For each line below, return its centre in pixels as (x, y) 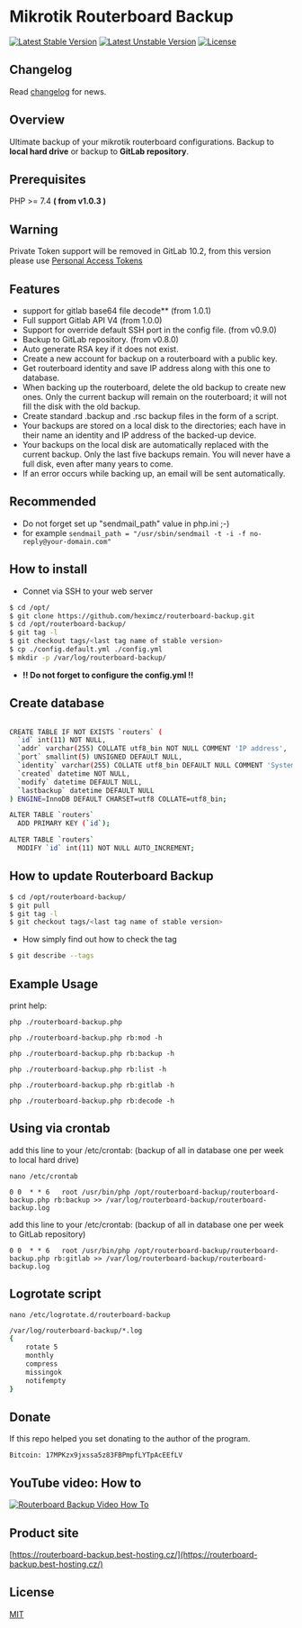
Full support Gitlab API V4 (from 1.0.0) (92, 320)
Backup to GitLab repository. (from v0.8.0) (101, 339)
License (32, 1592)
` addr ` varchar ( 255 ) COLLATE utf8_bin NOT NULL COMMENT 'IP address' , (152, 749)
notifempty (46, 1380)
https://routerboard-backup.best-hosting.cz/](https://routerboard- (135, 1555)
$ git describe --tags (52, 956)
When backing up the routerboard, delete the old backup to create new (154, 387)
